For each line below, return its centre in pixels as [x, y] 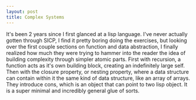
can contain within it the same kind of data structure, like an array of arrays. [98, 78]
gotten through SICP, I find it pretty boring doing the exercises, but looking [97, 40]
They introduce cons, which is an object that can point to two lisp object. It [97, 84]
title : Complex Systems [35, 17]
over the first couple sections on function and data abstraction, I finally [92, 46]
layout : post [22, 12]
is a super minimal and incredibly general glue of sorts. [73, 91]
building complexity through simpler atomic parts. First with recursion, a [94, 59]
